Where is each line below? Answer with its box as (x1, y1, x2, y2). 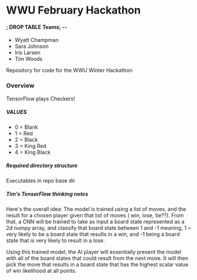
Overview (6, 82, 35, 90)
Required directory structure (6, 162, 78, 169)
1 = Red (14, 129, 34, 136)
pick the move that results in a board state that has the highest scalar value (6, 261, 189, 268)
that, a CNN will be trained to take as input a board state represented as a (6, 218, 185, 225)
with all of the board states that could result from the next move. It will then (6, 255, 189, 262)
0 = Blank (14, 123, 38, 131)
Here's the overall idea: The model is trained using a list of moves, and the (6, 205, 186, 213)
